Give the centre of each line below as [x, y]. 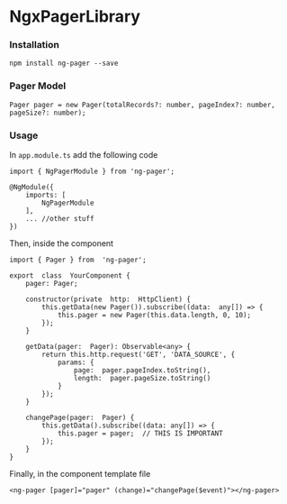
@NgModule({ [31, 188]
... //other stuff [60, 219]
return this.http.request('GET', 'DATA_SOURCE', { [139, 355]
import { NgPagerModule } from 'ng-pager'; [92, 172]
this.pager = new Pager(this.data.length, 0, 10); [154, 316]
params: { [76, 362]
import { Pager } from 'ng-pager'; [78, 260]
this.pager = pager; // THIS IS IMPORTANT [140, 434]
